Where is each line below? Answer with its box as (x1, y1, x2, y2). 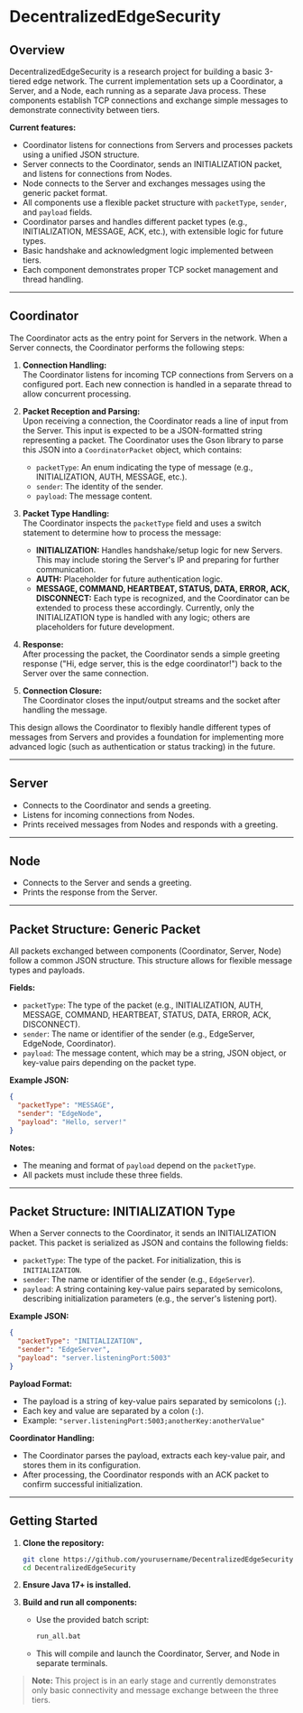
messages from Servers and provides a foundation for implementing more (9, 731, 284, 742)
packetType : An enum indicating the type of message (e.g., (35, 461, 253, 472)
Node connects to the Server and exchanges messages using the (22, 178, 266, 189)
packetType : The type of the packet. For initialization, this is (22, 1255, 242, 1266)
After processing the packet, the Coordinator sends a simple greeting (22, 648, 280, 659)
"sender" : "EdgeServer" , (17, 1345, 111, 1355)
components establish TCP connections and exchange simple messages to (9, 95, 289, 106)
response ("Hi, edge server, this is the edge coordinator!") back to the (22, 657, 282, 669)
